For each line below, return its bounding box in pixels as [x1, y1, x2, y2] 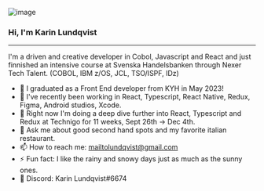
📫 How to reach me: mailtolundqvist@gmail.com [19, 142, 178, 152]
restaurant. [19, 134, 56, 143]
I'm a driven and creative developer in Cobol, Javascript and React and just [8, 52, 251, 62]
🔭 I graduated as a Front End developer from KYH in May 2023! [19, 84, 224, 93]
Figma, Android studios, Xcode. [19, 100, 122, 110]
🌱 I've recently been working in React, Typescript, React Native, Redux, [19, 92, 251, 102]
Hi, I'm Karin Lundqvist [8, 27, 97, 38]
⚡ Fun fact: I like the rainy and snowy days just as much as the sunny [19, 154, 243, 164]
